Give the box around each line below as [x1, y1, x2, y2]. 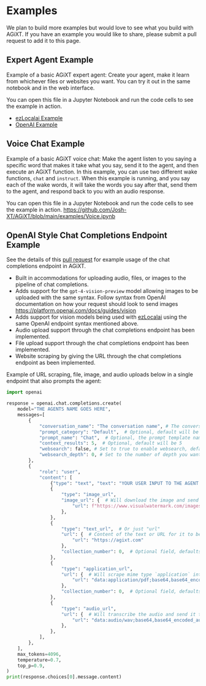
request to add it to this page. [6, 37, 81, 44]
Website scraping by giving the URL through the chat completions [15, 353, 182, 360]
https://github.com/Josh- [63, 206, 127, 213]
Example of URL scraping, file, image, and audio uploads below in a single [6, 371, 193, 378]
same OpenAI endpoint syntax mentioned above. [15, 320, 139, 327]
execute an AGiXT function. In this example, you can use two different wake [6, 168, 197, 175]
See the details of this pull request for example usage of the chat [6, 256, 170, 264]
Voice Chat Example [6, 139, 85, 149]
